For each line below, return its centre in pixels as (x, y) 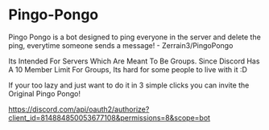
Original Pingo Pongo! (45, 93)
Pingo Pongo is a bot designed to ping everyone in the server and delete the (135, 37)
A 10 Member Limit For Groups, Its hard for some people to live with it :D (128, 69)
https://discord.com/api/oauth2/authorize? (79, 109)
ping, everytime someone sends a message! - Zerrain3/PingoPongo (121, 45)
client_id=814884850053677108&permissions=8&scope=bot (110, 117)
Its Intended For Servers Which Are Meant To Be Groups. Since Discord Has (134, 61)
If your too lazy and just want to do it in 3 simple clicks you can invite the (129, 85)
